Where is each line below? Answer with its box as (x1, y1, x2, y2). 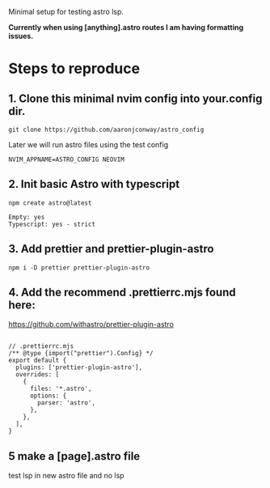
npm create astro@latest (8, 198, 92, 207)
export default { (8, 356, 67, 365)
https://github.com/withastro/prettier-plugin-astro (8, 320, 174, 329)
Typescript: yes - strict (8, 220, 95, 228)
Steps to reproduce (8, 60, 140, 78)
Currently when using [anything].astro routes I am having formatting (8, 23, 244, 32)
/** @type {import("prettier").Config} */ (8, 350, 154, 358)
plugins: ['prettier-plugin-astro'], (15, 363, 143, 371)
